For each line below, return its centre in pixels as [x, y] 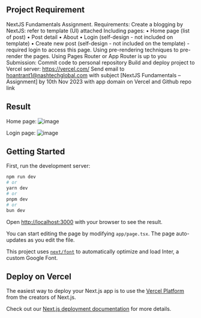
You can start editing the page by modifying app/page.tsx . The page [91, 234]
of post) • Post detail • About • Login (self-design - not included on [90, 37]
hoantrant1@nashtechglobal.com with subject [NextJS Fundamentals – [94, 75]
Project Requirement [46, 10]
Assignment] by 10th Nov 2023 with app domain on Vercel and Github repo [99, 81]
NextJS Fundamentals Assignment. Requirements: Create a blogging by [94, 24]
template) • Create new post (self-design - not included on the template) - [98, 43]
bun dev [16, 210]
